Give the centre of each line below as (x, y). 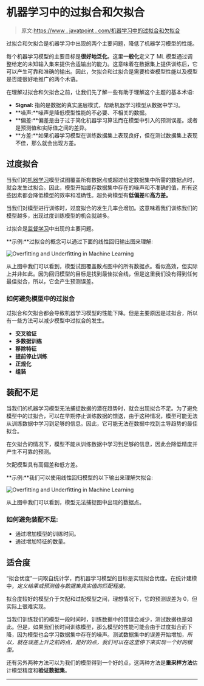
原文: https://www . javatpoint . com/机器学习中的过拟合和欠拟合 (100, 30)
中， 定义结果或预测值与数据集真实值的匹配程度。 (67, 586)
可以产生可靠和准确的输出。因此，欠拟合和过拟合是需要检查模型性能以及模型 (102, 71)
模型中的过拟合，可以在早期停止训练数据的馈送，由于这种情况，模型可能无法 (102, 416)
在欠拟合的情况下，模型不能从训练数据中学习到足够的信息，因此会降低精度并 (102, 444)
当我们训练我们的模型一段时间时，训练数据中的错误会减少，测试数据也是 (97, 619)
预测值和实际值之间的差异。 (55, 128)
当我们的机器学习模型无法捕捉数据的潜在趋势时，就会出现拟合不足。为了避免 (102, 408)
